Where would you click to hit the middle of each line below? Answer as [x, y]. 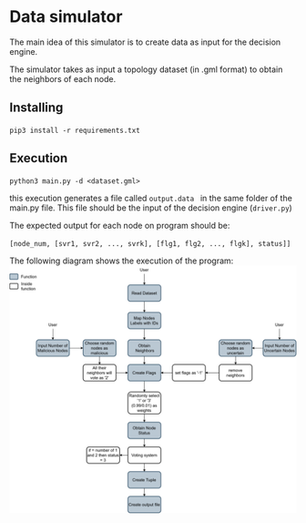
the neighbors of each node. [63, 78]
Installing [36, 108]
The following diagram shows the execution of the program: [122, 261]
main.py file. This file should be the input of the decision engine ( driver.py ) [151, 208]
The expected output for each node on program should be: [120, 225]
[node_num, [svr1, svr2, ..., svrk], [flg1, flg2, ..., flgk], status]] [150, 243]
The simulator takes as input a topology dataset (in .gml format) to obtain [146, 69]
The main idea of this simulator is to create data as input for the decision [145, 42]
